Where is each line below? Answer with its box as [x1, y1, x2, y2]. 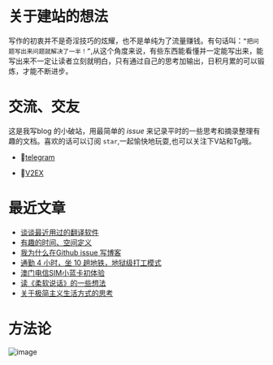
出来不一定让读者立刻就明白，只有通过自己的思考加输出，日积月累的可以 [15, 56, 258, 66]
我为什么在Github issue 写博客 [19, 247, 122, 257]
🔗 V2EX [19, 168, 45, 178]
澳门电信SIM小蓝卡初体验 [19, 268, 106, 277]
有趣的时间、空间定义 [19, 237, 92, 247]
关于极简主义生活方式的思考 [19, 288, 114, 298]
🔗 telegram [19, 152, 55, 162]
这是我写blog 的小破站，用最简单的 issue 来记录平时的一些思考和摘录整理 [8, 126, 253, 135]
